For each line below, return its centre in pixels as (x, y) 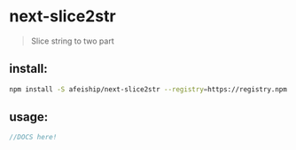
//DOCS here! (33, 138)
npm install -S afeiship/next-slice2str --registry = (109, 89)
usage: (29, 117)
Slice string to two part (72, 41)
